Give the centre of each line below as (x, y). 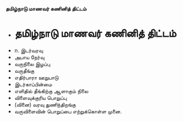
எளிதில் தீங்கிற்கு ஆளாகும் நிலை (51, 91)
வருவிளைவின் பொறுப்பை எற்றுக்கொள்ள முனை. (68, 111)
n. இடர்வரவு (28, 50)
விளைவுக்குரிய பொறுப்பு (40, 98)
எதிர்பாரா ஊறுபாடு (36, 77)
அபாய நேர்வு (29, 57)
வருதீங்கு (24, 70)
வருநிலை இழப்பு (32, 64)
